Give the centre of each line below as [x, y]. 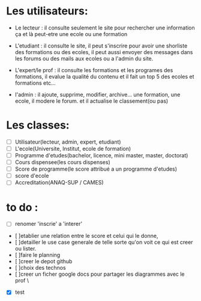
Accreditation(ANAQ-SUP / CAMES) [59, 183]
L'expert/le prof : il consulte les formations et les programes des [94, 70]
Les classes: [38, 125]
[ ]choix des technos [40, 268]
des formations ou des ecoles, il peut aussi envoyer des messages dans [104, 52]
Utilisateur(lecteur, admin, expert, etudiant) [68, 142]
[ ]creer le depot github [43, 261]
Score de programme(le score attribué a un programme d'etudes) [96, 169]
